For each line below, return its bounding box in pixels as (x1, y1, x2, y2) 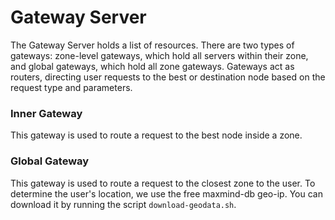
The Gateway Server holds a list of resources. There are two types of (10, 39, 295, 51)
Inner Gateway (10, 106, 83, 120)
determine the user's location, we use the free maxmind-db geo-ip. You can (10, 187, 323, 200)
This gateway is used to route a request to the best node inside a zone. (10, 129, 303, 141)
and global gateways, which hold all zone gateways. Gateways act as (10, 60, 295, 72)
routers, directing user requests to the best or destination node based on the (10, 71, 326, 83)
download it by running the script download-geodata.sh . (10, 198, 237, 210)
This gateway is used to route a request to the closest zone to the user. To (10, 177, 316, 189)
